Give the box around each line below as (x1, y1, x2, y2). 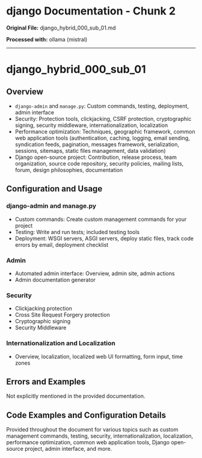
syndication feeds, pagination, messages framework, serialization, (14, 140, 179, 148)
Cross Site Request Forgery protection (14, 311, 110, 318)
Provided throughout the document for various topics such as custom (6, 426, 179, 433)
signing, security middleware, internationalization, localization (14, 122, 168, 129)
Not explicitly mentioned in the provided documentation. (6, 392, 145, 400)
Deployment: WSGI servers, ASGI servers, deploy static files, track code (14, 235, 194, 242)
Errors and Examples (6, 376, 86, 386)
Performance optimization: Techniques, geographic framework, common (14, 128, 195, 135)
